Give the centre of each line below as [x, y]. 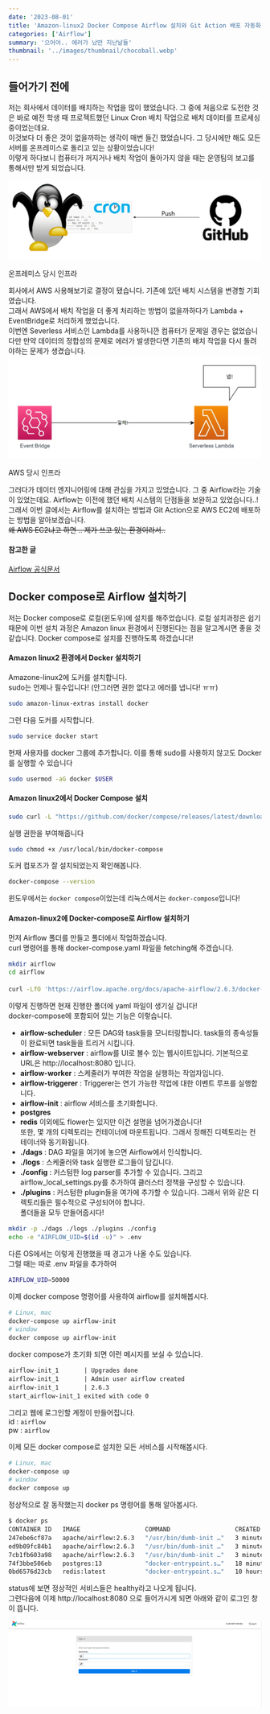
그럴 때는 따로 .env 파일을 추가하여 [63, 1263]
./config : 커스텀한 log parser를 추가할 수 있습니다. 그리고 [111, 1172]
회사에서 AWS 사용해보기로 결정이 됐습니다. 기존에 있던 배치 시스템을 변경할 [127, 290]
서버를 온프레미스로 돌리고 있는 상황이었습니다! [82, 147]
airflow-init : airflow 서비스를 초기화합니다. [89, 1103]
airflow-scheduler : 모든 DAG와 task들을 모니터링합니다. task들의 [125, 1033]
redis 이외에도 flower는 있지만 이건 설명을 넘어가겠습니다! [111, 1122]
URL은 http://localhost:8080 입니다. [78, 1063]
